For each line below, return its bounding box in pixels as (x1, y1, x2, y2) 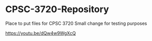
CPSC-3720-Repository (5, 4, 109, 15)
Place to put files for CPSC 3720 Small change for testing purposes (5, 20, 147, 26)
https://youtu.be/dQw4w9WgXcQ (5, 30, 76, 36)
